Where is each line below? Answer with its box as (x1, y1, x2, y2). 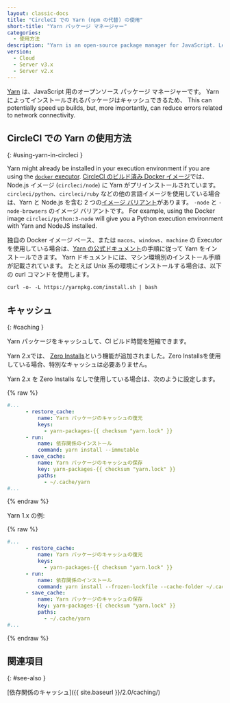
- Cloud (13, 55, 36, 62)
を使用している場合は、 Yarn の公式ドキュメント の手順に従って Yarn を (7, 244, 205, 253)
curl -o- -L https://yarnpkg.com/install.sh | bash (7, 284, 157, 291)
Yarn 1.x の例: (7, 511, 45, 520)
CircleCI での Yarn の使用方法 (7, 132, 132, 144)
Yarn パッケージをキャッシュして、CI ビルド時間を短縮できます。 (7, 337, 190, 345)
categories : (7, 29, 41, 36)
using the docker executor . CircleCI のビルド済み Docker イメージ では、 (7, 172, 209, 181)
